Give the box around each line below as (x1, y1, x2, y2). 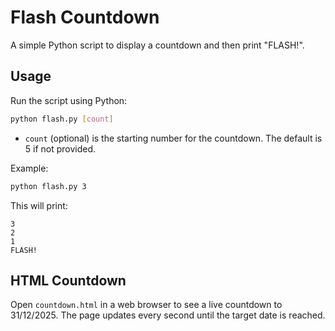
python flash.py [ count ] (10, 114, 114, 124)
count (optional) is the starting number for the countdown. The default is (24, 132, 323, 144)
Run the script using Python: (10, 94, 128, 106)
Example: (10, 162, 49, 174)
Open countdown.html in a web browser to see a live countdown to (10, 299, 283, 311)
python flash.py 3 (10, 181, 87, 191)
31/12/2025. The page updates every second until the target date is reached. (10, 309, 326, 321)
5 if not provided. (24, 142, 97, 155)
